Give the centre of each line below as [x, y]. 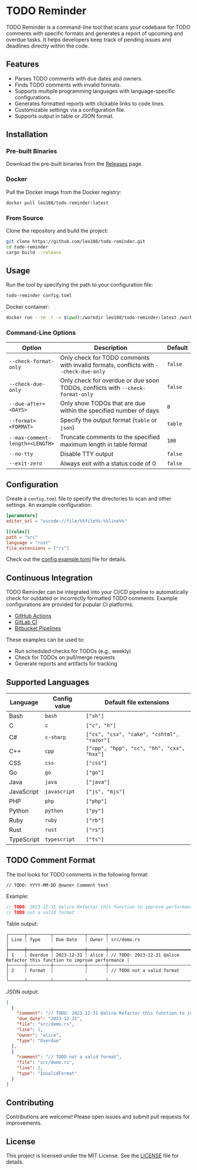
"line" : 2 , [30, 1068]
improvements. [24, 1123]
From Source [25, 218]
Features [23, 64]
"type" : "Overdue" [39, 1041]
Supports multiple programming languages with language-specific [94, 91]
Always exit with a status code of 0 [108, 464]
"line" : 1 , [30, 1030]
